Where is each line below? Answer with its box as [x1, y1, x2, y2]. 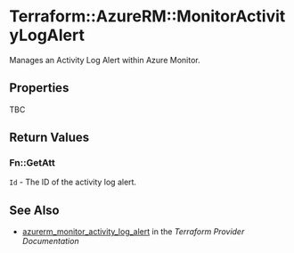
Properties [9, 80, 69, 95]
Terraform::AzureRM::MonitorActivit [9, 6, 286, 27]
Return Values [9, 130, 90, 145]
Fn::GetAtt [9, 157, 55, 169]
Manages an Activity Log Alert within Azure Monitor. [9, 54, 200, 65]
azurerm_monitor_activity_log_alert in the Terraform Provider [21, 226, 245, 237]
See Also [9, 202, 60, 217]
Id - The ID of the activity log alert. [9, 176, 136, 188]
